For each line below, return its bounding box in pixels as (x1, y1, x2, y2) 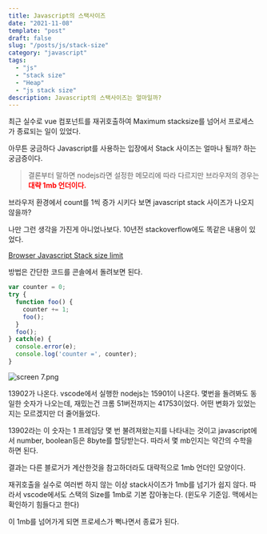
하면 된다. (8, 445, 38, 455)
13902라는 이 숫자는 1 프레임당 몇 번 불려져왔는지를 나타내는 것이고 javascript (8, 425, 251, 435)
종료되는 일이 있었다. (16, 126, 82, 136)
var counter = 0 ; (8, 283, 66, 291)
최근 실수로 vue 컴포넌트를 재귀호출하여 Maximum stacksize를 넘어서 (8, 117, 226, 126)
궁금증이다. (8, 154, 43, 163)
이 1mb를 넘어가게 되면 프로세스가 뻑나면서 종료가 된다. (8, 516, 180, 526)
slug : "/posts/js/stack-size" (8, 42, 110, 50)
